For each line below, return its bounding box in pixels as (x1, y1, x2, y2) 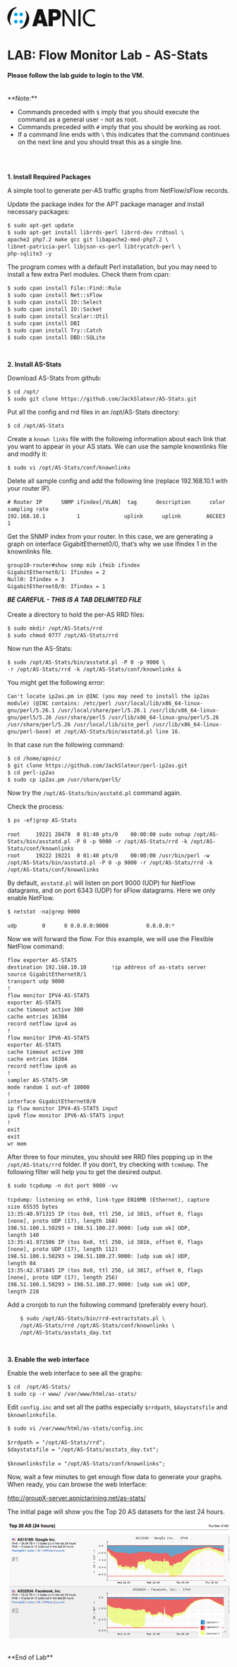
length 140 (7, 1232, 39, 1239)
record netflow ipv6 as (7, 1063, 78, 1070)
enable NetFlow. (7, 894, 54, 902)
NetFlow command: (7, 943, 65, 951)
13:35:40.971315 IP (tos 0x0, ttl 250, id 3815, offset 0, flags (7, 1211, 203, 1218)
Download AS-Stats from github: (7, 374, 102, 383)
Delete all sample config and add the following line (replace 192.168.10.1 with (7, 477, 228, 485)
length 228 (7, 1289, 39, 1296)
